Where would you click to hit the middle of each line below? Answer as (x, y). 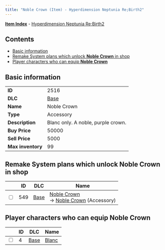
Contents (20, 39)
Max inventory (25, 147)
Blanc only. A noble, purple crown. (87, 123)
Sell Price (19, 139)
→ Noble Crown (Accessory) (83, 201)
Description (22, 123)
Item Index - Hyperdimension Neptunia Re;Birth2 (55, 24)
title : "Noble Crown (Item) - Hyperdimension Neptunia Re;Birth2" (75, 10)
